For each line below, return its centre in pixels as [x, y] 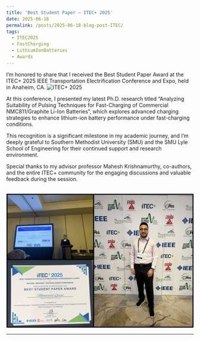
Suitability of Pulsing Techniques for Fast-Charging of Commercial [87, 105]
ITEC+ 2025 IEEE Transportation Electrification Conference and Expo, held [98, 81]
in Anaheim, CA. [26, 87]
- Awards [22, 57]
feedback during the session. [42, 179]
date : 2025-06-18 [28, 19]
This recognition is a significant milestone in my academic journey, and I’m [97, 136]
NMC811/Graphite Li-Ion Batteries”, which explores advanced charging [93, 111]
